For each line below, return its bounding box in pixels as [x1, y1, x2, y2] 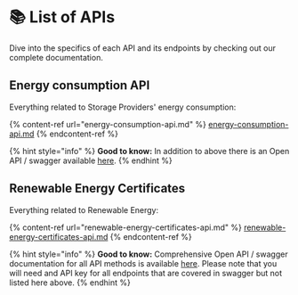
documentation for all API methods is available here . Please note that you [9, 258, 278, 268]
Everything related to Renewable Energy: [9, 204, 159, 215]
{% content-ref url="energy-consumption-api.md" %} [9, 119, 207, 129]
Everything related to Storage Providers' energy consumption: [9, 102, 237, 112]
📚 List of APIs [9, 7, 116, 28]
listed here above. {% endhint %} [9, 277, 131, 288]
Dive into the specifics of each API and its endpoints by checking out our [9, 42, 276, 53]
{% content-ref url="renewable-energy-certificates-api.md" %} [9, 222, 242, 233]
